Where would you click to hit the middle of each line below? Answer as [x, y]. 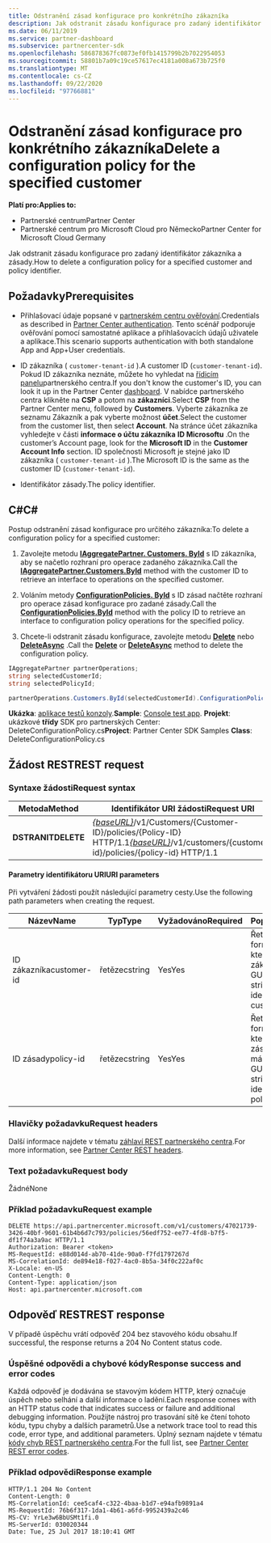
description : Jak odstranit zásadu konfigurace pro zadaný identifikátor [135, 23]
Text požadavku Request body [68, 1171]
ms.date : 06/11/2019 [43, 31]
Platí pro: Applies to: [42, 205]
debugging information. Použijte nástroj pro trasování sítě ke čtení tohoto [129, 1417]
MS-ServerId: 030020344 [48, 1524]
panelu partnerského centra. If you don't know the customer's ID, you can [141, 383]
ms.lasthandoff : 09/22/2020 [56, 83]
